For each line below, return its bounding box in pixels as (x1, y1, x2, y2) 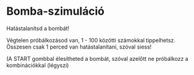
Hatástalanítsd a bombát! (6, 25, 70, 32)
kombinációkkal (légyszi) (6, 61, 69, 69)
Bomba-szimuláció (6, 4, 105, 18)
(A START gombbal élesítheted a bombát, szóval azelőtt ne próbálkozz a (6, 55, 188, 62)
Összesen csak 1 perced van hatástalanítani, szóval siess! (6, 43, 152, 50)
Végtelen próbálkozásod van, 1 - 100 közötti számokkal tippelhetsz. (6, 36, 176, 44)
